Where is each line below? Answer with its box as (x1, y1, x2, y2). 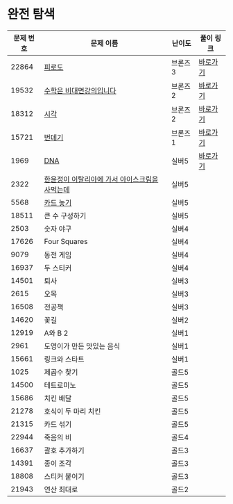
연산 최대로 (44, 485, 78, 494)
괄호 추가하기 (44, 446, 85, 455)
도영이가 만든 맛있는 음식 (44, 341, 120, 351)
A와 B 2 (44, 328, 69, 338)
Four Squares (44, 236, 88, 246)
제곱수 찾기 (44, 367, 78, 377)
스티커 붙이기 (44, 471, 85, 481)
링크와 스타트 (44, 354, 85, 364)
